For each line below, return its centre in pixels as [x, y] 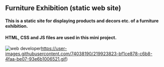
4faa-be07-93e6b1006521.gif [36, 59]
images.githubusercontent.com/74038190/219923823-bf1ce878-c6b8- [79, 54]
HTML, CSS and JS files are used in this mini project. [61, 37]
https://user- [54, 49]
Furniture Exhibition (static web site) [63, 8]
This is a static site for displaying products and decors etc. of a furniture [82, 21]
